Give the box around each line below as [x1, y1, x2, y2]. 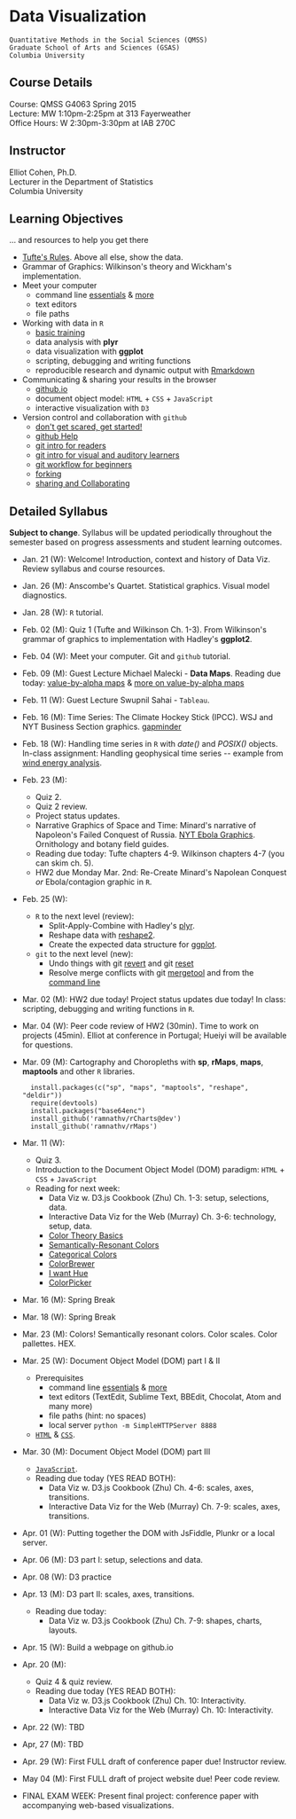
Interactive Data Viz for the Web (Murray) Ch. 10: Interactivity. [48, 1705, 274, 1715]
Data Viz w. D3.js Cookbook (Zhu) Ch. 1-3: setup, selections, [48, 1193, 269, 1204]
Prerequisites [35, 1373, 84, 1384]
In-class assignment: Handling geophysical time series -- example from [21, 748, 284, 759]
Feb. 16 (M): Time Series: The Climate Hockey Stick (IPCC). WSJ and [21, 712, 273, 723]
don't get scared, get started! [35, 421, 143, 432]
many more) [48, 1401, 93, 1412]
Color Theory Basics [48, 1230, 124, 1241]
